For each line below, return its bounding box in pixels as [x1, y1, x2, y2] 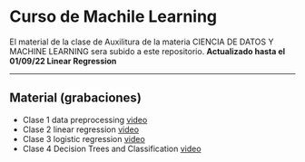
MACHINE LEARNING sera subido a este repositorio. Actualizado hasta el [9, 45, 286, 56]
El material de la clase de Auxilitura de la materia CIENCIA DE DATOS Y [9, 36, 274, 47]
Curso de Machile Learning [9, 6, 218, 27]
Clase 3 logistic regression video [22, 133, 145, 144]
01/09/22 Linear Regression [9, 55, 117, 66]
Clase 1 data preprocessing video [22, 114, 148, 125]
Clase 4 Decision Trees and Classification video [22, 143, 202, 154]
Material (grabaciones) [9, 91, 143, 106]
